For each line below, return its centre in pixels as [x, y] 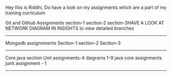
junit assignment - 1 [26, 63]
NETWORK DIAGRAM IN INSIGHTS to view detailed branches [70, 28]
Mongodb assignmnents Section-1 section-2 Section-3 [63, 43]
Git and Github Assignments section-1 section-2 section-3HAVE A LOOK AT [85, 23]
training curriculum [25, 13]
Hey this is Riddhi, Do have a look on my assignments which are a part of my [86, 7]
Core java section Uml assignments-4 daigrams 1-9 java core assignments [84, 58]
